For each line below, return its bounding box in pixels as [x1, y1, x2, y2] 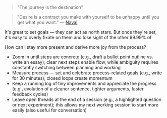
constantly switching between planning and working [12, 65, 121, 70]
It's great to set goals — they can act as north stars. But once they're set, [5, 29, 157, 35]
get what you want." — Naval [17, 20, 78, 25]
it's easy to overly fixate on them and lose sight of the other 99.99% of [5, 35, 152, 40]
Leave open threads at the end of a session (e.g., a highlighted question [12, 96, 162, 102]
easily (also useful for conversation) [12, 107, 87, 113]
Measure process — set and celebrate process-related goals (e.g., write [12, 70, 162, 76]
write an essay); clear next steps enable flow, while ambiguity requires [12, 59, 158, 65]
